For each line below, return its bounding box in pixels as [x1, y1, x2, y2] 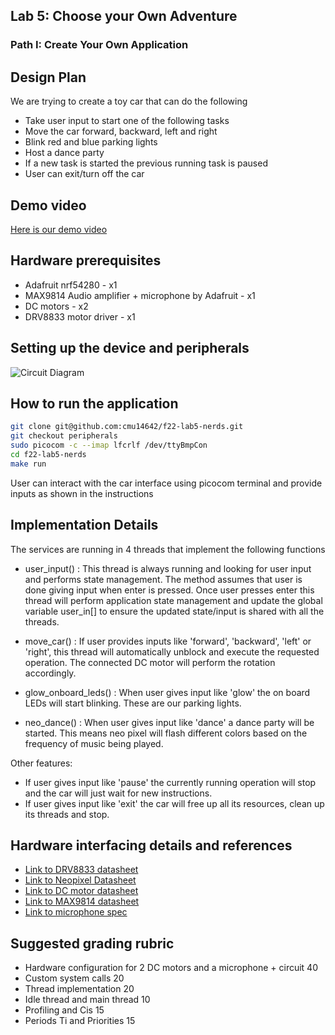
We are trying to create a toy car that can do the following [10, 95, 248, 108]
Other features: [10, 757, 73, 769]
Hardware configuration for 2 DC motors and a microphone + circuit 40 [24, 962, 318, 974]
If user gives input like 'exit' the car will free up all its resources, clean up [24, 797, 325, 809]
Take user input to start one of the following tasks [24, 115, 230, 127]
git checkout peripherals [10, 431, 118, 441]
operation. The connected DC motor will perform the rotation [24, 656, 276, 668]
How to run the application [10, 395, 179, 412]
